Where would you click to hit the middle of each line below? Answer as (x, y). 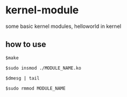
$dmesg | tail (23, 78)
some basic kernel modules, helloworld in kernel (63, 26)
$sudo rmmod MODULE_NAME (36, 88)
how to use (26, 44)
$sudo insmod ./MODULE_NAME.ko (43, 68)
